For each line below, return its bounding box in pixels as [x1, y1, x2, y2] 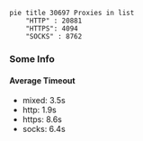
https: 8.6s [22, 114, 63, 125]
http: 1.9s [22, 104, 57, 116]
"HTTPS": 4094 [25, 24, 78, 33]
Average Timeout [9, 75, 76, 85]
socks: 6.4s [22, 124, 66, 135]
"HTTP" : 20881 [25, 16, 83, 25]
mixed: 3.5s [22, 95, 66, 106]
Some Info [9, 52, 56, 65]
